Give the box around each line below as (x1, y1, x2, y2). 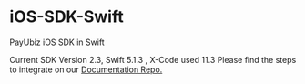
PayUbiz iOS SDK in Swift (9, 37, 105, 47)
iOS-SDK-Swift (9, 6, 125, 27)
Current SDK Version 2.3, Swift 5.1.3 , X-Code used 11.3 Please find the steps (9, 54, 297, 65)
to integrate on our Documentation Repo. (9, 64, 163, 75)
